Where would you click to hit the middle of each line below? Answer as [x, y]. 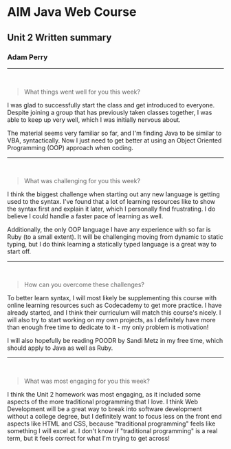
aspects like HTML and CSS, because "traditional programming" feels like [111, 424]
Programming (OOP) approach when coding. [70, 147]
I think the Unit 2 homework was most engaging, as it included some [104, 394]
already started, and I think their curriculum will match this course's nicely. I [114, 312]
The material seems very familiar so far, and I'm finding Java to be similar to [114, 133]
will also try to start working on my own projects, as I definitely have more [111, 320]
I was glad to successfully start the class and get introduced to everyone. [111, 105]
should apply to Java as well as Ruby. [60, 348]
